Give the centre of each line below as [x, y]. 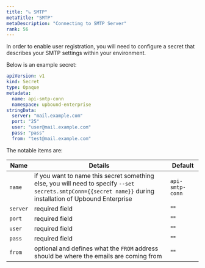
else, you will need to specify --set [85, 183]
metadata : [19, 93]
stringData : [21, 110]
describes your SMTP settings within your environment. [76, 53]
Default [183, 165]
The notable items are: [34, 150]
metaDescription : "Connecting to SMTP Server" [67, 23]
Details [99, 165]
